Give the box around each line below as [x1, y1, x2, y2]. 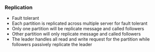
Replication [4, 4, 33, 11]
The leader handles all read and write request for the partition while [11, 36, 150, 42]
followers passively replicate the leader [11, 42, 92, 48]
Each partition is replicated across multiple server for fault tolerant [11, 20, 148, 26]
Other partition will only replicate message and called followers [11, 31, 141, 37]
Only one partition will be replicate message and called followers [11, 26, 145, 32]
